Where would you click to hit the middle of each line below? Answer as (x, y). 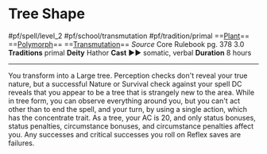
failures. (21, 143)
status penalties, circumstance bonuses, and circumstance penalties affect (131, 126)
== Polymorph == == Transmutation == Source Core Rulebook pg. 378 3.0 (126, 44)
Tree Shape (47, 14)
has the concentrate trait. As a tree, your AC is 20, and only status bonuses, (132, 117)
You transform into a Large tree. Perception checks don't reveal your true (128, 75)
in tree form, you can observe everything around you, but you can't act (124, 101)
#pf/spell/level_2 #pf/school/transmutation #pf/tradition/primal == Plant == (129, 36)
